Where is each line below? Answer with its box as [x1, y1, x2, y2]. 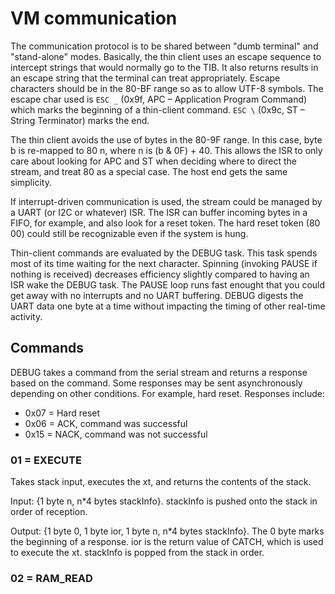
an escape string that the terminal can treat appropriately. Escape [10, 72, 281, 84]
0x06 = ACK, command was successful [24, 417, 188, 429]
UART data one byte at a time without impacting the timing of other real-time [10, 300, 326, 312]
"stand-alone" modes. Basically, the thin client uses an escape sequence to [10, 50, 322, 62]
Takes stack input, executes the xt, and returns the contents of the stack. [10, 476, 312, 488]
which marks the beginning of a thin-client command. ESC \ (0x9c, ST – [10, 103, 305, 116]
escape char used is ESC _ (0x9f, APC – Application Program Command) [10, 93, 308, 105]
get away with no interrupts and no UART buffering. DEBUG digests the [10, 289, 304, 301]
